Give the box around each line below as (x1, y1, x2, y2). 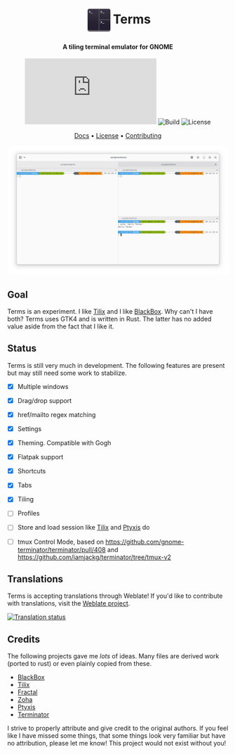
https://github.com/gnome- (105, 537, 184, 546)
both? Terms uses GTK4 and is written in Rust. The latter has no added (7, 315, 212, 324)
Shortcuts (17, 467, 46, 475)
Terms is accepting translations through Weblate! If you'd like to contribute (7, 592, 223, 600)
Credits (7, 633, 41, 645)
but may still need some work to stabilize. (7, 369, 128, 377)
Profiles (17, 509, 40, 518)
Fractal (17, 688, 38, 696)
